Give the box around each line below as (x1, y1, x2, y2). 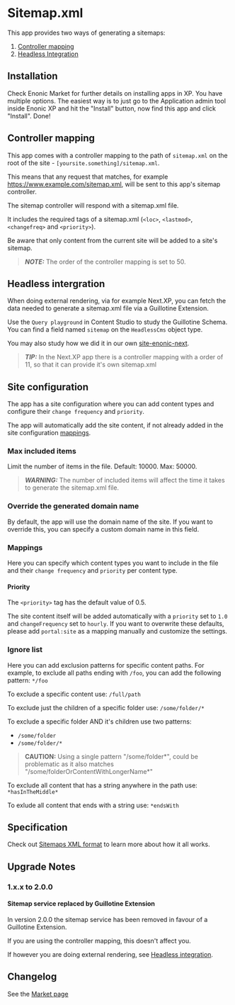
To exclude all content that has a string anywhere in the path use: (7, 781, 198, 790)
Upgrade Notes (7, 860, 76, 872)
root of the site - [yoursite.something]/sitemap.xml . (7, 158, 160, 167)
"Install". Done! (7, 111, 51, 120)
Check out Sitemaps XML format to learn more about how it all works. (7, 840, 210, 848)
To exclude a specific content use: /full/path (7, 690, 142, 698)
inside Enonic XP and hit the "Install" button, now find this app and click (7, 104, 216, 113)
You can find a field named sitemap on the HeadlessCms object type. (7, 325, 203, 334)
